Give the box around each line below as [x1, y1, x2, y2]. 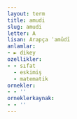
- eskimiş [13, 69, 42, 76]
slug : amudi [7, 23, 42, 30]
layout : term [7, 10, 45, 17]
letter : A [7, 29, 36, 37]
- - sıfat [7, 62, 36, 69]
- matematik [13, 75, 49, 83]
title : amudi [7, 17, 45, 24]
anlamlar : [7, 43, 36, 50]
